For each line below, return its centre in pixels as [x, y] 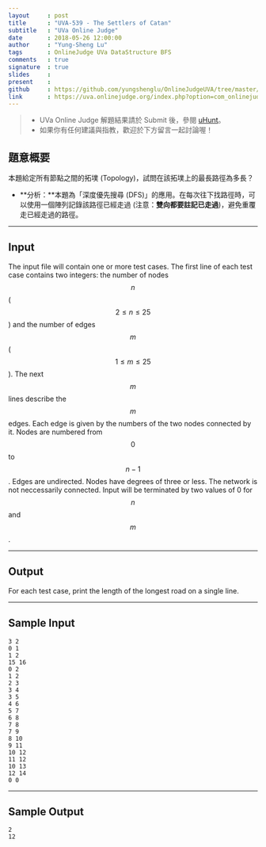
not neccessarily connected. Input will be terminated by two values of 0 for [131, 490]
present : [30, 82]
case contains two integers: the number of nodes [88, 275]
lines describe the [38, 399]
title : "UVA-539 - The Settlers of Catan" [90, 23]
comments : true [38, 60]
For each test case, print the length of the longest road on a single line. [123, 590]
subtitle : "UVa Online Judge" [63, 30]
